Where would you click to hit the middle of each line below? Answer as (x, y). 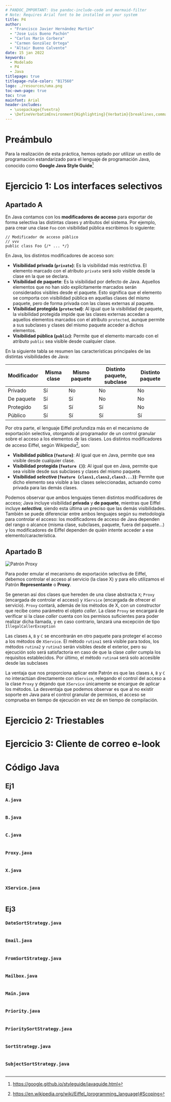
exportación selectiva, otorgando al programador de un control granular (81, 434)
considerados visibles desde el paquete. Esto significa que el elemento (87, 293)
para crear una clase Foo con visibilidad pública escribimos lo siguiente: (80, 228)
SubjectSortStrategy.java (37, 1064)
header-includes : (24, 105)
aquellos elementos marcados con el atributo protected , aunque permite (89, 320)
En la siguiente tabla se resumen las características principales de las (78, 351)
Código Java (32, 767)
